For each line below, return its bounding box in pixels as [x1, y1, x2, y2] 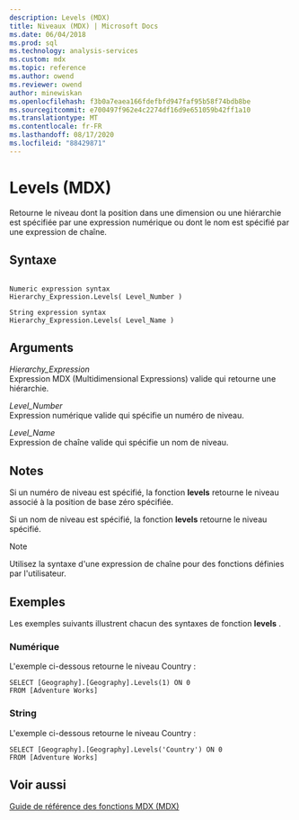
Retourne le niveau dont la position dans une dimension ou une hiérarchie [9, 207, 282, 218]
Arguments [9, 339, 75, 356]
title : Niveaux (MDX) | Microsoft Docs [9, 22, 159, 31]
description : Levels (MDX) [9, 13, 110, 23]
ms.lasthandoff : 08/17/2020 [9, 131, 115, 140]
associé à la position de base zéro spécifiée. [9, 497, 174, 508]
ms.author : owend [9, 72, 75, 81]
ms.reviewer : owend [9, 80, 83, 89]
